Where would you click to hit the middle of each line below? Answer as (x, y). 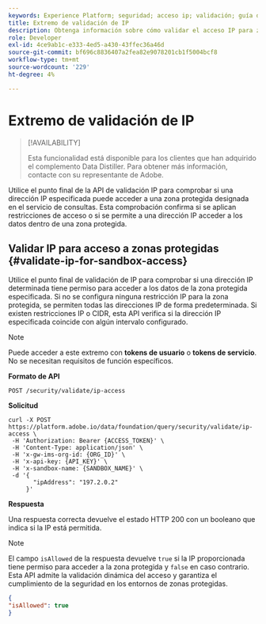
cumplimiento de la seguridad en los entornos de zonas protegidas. (118, 584)
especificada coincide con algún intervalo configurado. (98, 322)
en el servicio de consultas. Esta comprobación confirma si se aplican (122, 207)
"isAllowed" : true (38, 606)
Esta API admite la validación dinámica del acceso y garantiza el (113, 576)
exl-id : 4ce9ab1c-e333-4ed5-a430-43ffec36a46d (86, 45)
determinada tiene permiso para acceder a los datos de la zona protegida (128, 288)
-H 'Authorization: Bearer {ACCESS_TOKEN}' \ (88, 441)
